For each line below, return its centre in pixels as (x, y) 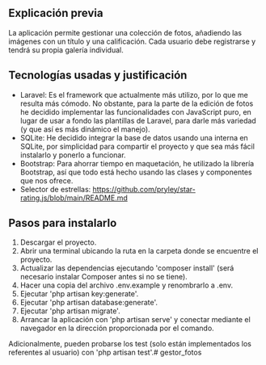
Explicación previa (56, 13)
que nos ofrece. (46, 180)
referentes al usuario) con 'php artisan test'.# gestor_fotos (105, 352)
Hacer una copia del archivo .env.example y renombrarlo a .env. (126, 285)
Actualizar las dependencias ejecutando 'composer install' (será (127, 268)
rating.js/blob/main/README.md (74, 198)
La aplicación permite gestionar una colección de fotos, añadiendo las (125, 32)
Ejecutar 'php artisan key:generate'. (79, 294)
